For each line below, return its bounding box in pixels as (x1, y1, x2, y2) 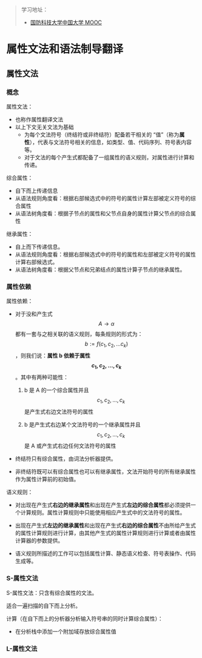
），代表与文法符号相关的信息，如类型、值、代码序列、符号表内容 (29, 138, 192, 146)
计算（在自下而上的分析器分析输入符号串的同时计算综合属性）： (6, 615, 163, 622)
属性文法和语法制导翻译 (6, 42, 124, 56)
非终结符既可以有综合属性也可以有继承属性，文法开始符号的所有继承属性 (15, 468, 196, 475)
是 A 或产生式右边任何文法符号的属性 (24, 442, 116, 449)
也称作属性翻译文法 (15, 115, 64, 123)
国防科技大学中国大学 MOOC (30, 19, 102, 26)
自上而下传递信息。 (15, 243, 64, 250)
